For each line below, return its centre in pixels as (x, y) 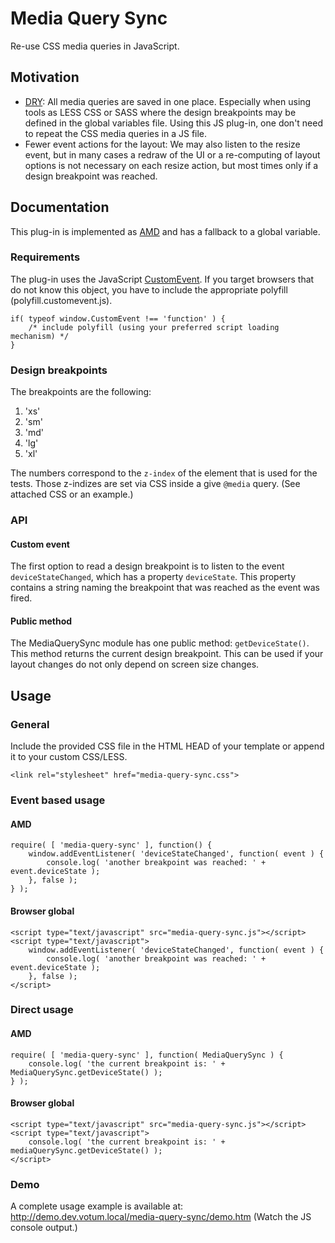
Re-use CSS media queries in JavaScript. (95, 46)
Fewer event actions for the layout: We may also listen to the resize (162, 144)
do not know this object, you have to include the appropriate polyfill (149, 289)
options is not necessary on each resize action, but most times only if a (171, 165)
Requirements (45, 257)
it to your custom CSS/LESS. (69, 757)
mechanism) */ (40, 336)
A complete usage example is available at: (97, 1206)
